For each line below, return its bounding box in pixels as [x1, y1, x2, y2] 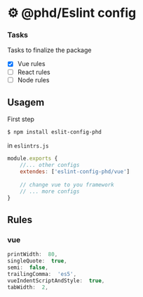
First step [7, 115, 35, 124]
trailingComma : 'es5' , [7, 270, 77, 277]
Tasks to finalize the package [7, 46, 92, 54]
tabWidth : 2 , [7, 284, 49, 291]
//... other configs [20, 162, 80, 169]
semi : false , [7, 264, 49, 271]
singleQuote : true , [7, 258, 68, 265]
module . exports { [7, 155, 58, 163]
